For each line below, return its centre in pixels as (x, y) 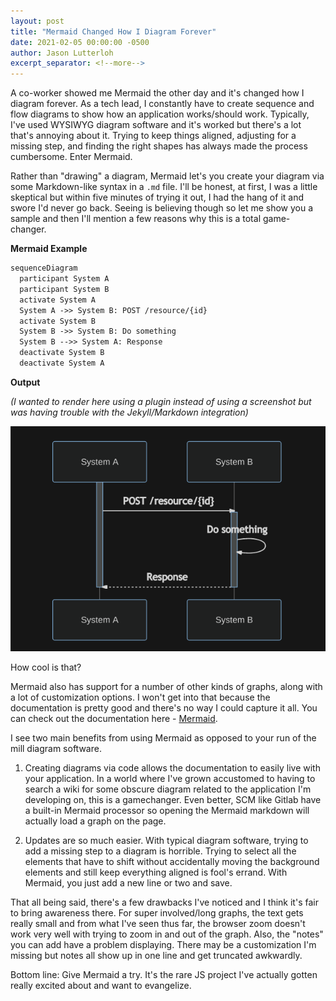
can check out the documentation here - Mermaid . (114, 718)
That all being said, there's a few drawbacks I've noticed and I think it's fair (164, 902)
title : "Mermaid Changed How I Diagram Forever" (113, 31)
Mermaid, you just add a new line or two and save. (128, 882)
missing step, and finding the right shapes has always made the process (159, 146)
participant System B (64, 289)
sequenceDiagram (44, 268)
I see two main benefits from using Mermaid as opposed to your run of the (163, 737)
